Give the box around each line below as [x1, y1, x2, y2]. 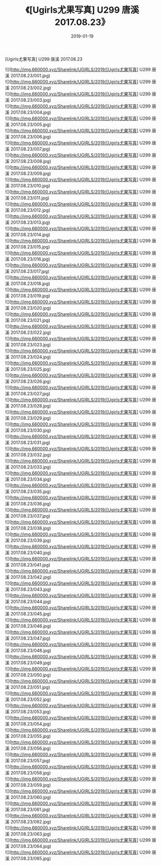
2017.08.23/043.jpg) [10, 586, 51, 592]
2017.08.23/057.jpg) [10, 757, 50, 763]
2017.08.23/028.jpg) [10, 403, 51, 409]
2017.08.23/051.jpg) [10, 684, 50, 690]
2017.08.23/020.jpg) [10, 305, 51, 311]
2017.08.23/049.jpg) [10, 660, 51, 665]
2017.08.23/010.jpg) [10, 182, 50, 188]
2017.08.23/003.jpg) [10, 97, 51, 103]
